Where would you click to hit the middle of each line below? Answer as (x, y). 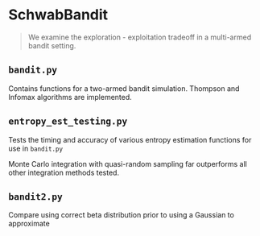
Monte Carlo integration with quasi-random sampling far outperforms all (128, 164)
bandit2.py (35, 197)
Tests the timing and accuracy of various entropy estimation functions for (130, 139)
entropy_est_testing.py (68, 121)
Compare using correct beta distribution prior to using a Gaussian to (122, 215)
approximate (29, 224)
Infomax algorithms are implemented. (70, 97)
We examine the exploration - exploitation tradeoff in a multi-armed (140, 37)
